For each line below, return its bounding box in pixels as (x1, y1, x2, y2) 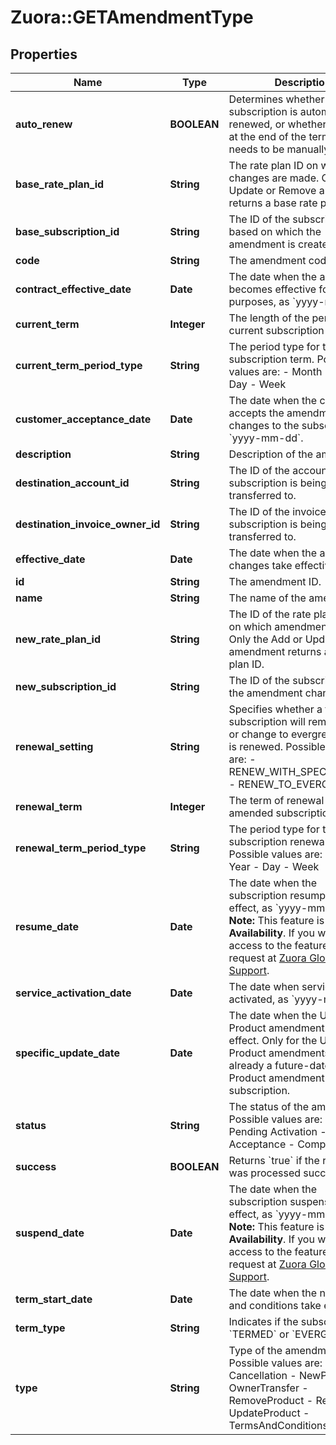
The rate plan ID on (228, 159, 319, 172)
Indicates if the (228, 1315, 299, 1328)
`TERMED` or (228, 1327, 290, 1341)
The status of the (228, 1100, 309, 1113)
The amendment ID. (228, 575, 322, 588)
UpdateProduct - (228, 1406, 310, 1420)
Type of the (228, 1344, 283, 1357)
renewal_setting (15, 740, 94, 753)
